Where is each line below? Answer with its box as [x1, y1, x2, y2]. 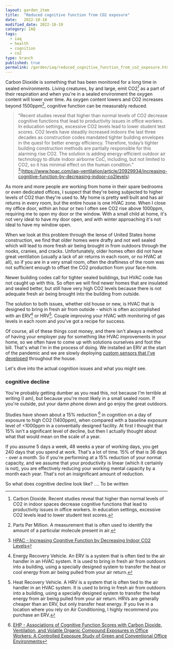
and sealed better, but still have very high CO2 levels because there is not [5, 285, 162, 292]
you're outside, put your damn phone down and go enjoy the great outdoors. [5, 401, 168, 407]
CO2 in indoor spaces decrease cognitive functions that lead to [12, 501, 148, 507]
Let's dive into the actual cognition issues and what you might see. [5, 365, 147, 371]
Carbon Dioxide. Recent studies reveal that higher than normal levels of [12, 495, 164, 501]
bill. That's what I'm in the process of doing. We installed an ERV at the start [5, 344, 166, 350]
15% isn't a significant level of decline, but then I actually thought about [5, 428, 157, 434]
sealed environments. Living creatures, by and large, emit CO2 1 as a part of [5, 84, 165, 92]
